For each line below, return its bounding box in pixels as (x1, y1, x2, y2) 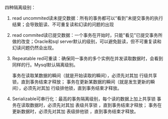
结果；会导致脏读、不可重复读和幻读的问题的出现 (12, 22, 114, 27)
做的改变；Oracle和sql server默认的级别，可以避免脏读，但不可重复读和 (12, 38, 162, 44)
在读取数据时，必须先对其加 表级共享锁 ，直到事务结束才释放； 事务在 (16, 102, 162, 108)
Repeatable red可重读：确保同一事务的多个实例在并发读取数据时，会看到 (12, 55, 163, 62)
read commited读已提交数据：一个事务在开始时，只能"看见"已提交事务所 (12, 32, 163, 38)
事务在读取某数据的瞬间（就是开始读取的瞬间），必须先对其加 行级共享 (12, 73, 157, 78)
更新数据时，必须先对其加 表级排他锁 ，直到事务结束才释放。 (12, 108, 139, 114)
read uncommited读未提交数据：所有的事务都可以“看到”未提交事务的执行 (12, 15, 163, 21)
